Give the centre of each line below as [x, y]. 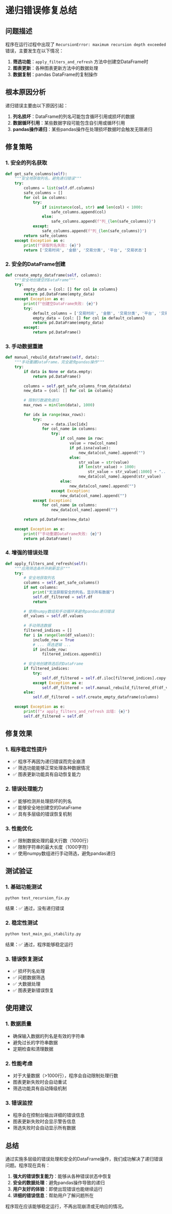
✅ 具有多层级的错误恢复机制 [42, 814]
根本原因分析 [26, 92]
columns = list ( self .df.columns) [59, 188]
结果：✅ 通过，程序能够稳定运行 [39, 944]
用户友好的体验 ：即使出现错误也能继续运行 [58, 1189]
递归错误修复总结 [41, 11]
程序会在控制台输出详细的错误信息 [49, 1115]
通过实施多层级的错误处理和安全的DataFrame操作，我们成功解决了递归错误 [84, 1159]
